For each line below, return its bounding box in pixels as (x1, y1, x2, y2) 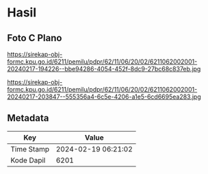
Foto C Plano (7, 32, 62, 44)
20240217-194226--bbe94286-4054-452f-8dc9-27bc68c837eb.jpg (7, 65, 201, 73)
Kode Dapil (10, 156, 46, 165)
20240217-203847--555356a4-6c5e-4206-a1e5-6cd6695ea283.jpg (7, 92, 202, 101)
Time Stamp (10, 144, 50, 153)
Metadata (7, 112, 49, 124)
